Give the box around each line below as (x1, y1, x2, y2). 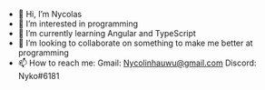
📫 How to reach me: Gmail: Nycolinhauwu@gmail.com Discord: (17, 57, 257, 68)
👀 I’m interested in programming (17, 18, 139, 29)
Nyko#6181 (17, 71, 60, 81)
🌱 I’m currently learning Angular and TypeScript (17, 28, 197, 38)
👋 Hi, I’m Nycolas (17, 9, 83, 19)
